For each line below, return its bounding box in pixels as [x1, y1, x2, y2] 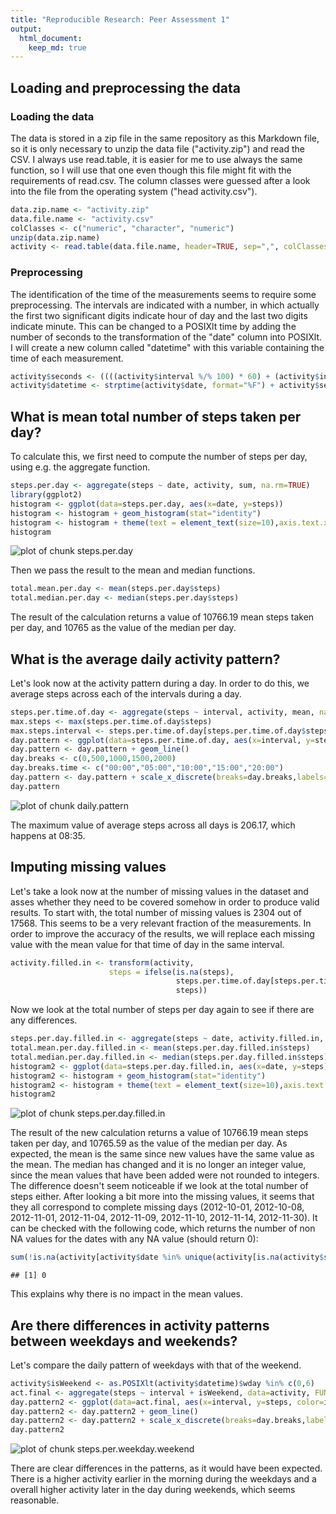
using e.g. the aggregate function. [10, 461, 151, 473]
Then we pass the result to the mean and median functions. [10, 564, 256, 576]
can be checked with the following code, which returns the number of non [10, 1222, 316, 1235]
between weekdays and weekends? [10, 1332, 238, 1350]
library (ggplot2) [10, 490, 83, 500]
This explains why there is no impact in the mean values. [10, 1288, 243, 1300]
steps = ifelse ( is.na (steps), [108, 967, 235, 977]
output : [10, 24, 43, 34]
